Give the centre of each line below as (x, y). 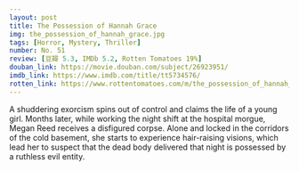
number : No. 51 (37, 51)
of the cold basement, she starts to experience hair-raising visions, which (144, 137)
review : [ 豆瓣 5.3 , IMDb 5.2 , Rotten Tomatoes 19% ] (106, 59)
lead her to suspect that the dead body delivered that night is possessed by (148, 147)
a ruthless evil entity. (47, 156)
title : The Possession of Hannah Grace (83, 26)
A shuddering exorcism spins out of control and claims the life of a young (143, 109)
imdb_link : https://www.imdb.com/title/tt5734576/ (105, 76)
